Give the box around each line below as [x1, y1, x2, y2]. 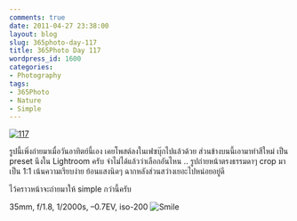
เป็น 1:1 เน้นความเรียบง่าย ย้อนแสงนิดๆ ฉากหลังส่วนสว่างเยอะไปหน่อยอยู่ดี [9, 166, 225, 176]
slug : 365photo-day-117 [9, 37, 98, 47]
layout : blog [9, 29, 58, 38]
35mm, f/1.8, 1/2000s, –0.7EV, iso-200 [9, 201, 148, 212]
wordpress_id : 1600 [9, 54, 82, 63]
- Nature [9, 95, 42, 105]
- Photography [9, 71, 62, 80]
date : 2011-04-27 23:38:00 [9, 21, 109, 30]
